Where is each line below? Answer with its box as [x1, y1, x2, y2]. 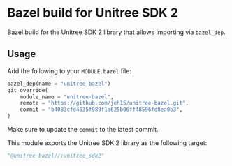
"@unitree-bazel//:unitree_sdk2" [7, 152, 105, 159]
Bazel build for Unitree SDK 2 [7, 5, 178, 21]
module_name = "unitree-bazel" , [20, 93, 114, 100]
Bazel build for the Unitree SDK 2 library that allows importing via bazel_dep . [7, 28, 226, 36]
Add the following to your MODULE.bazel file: [7, 66, 131, 75]
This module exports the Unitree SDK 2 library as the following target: [7, 139, 208, 147]
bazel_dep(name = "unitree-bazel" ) [7, 80, 111, 87]
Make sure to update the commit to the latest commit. [7, 126, 159, 133]
